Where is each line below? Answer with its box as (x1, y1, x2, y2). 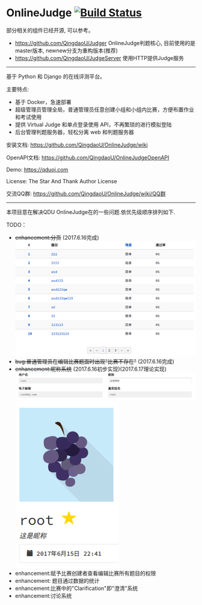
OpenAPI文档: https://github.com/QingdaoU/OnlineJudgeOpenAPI (6, 154, 170, 161)
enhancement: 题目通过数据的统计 (14, 577, 100, 585)
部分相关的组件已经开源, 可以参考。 (6, 26, 94, 34)
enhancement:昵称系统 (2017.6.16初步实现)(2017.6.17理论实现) (14, 365, 167, 372)
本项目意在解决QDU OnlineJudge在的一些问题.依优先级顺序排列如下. (6, 208, 176, 216)
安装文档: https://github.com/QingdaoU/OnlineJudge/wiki (6, 141, 148, 148)
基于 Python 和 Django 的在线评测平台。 (6, 73, 105, 80)
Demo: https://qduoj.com (6, 166, 69, 173)
